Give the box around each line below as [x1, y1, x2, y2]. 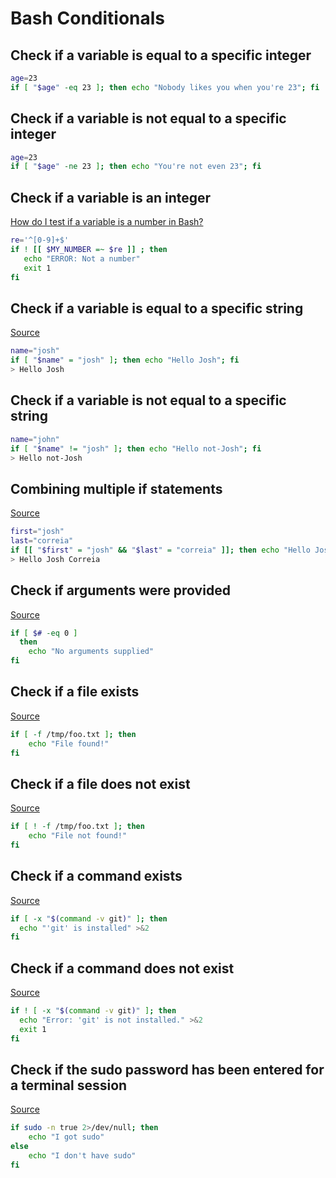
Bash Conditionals [10, 7, 166, 30]
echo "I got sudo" [28, 1132, 105, 1142]
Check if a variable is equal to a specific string [10, 300, 304, 317]
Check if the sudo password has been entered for [10, 1062, 325, 1079]
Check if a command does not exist [10, 960, 235, 977]
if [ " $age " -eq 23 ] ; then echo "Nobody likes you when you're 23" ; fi [10, 82, 320, 92]
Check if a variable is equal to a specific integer [10, 47, 312, 64]
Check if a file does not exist [10, 775, 191, 792]
